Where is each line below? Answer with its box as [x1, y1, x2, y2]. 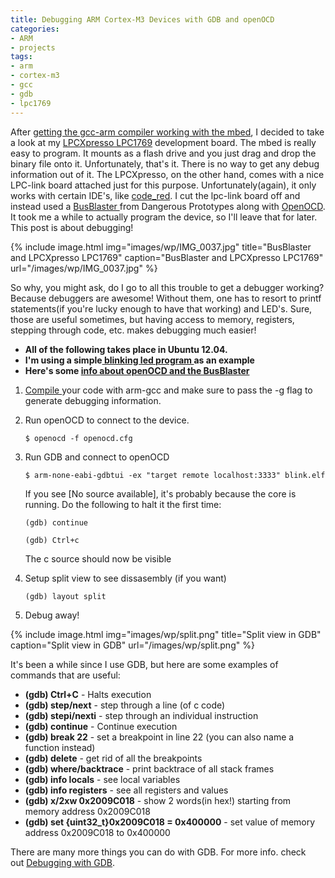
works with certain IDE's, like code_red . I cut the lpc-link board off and [10, 189, 301, 201]
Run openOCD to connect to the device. [24, 414, 190, 426]
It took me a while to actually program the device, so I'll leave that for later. [10, 211, 318, 223]
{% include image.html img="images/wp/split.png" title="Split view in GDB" [10, 628, 322, 640]
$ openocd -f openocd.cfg [24, 433, 133, 443]
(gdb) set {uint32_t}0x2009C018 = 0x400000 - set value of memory [24, 816, 316, 828]
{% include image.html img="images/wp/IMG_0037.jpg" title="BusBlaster [10, 241, 312, 253]
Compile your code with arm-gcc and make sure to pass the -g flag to [24, 384, 313, 396]
